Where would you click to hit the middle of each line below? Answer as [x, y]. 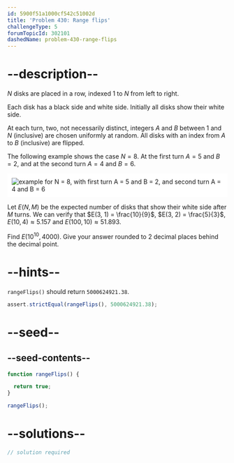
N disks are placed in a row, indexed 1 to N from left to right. [93, 94]
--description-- [53, 74]
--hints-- [34, 272]
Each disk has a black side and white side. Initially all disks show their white [116, 107]
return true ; [32, 387]
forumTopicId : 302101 [39, 33]
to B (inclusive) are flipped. [46, 143]
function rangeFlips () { [43, 374]
